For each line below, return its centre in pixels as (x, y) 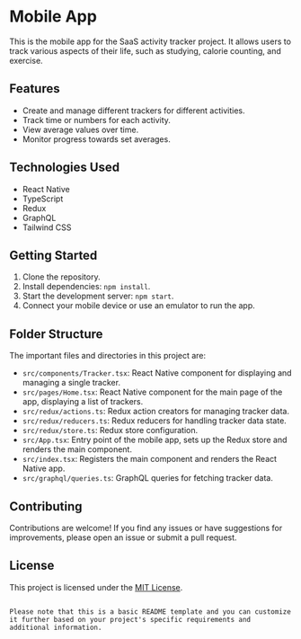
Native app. (44, 468)
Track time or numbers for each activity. (96, 120)
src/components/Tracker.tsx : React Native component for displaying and (157, 373)
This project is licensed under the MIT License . (96, 587)
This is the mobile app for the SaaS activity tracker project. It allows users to (150, 41)
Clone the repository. (61, 277)
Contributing (46, 506)
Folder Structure (56, 334)
